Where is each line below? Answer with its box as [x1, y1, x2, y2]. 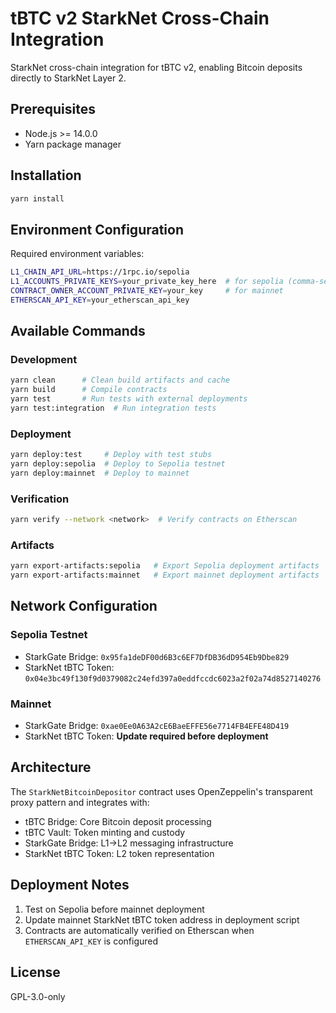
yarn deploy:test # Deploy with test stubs [10, 450, 213, 460]
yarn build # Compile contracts [10, 385, 168, 395]
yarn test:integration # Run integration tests [10, 403, 217, 414]
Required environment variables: [10, 248, 145, 260]
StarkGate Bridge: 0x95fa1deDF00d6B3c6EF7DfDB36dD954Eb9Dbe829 [24, 650, 290, 662]
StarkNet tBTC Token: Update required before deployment [24, 730, 269, 742]
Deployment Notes [10, 877, 130, 894]
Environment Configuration [10, 221, 184, 238]
